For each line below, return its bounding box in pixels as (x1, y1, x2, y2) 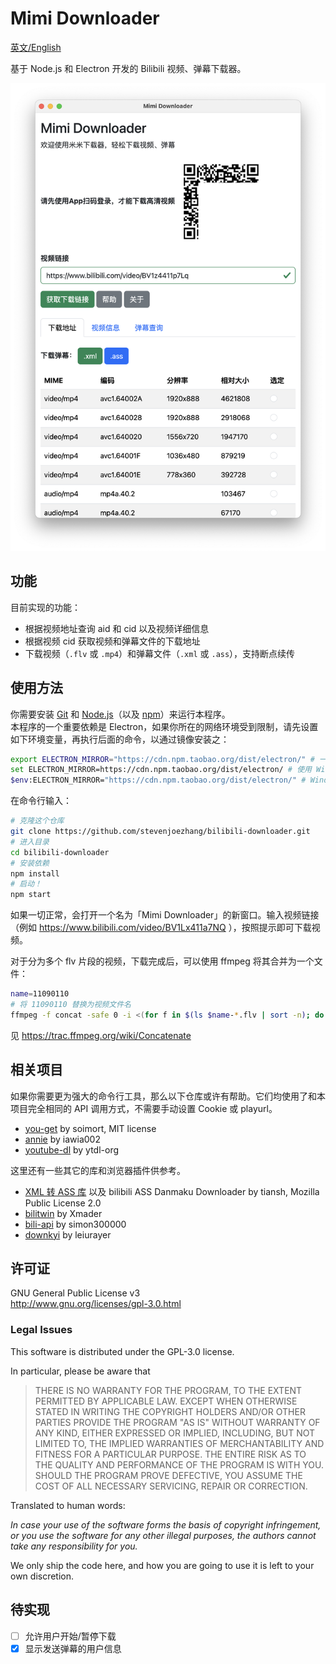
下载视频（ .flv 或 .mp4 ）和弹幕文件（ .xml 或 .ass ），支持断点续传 (24, 647, 296, 659)
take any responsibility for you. (10, 1540, 138, 1552)
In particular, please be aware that (10, 1365, 151, 1377)
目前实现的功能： (10, 601, 81, 613)
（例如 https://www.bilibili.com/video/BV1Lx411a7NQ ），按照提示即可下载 (10, 922, 312, 934)
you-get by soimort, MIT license (24, 1122, 157, 1134)
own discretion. (10, 1570, 75, 1582)
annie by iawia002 (24, 1133, 101, 1145)
